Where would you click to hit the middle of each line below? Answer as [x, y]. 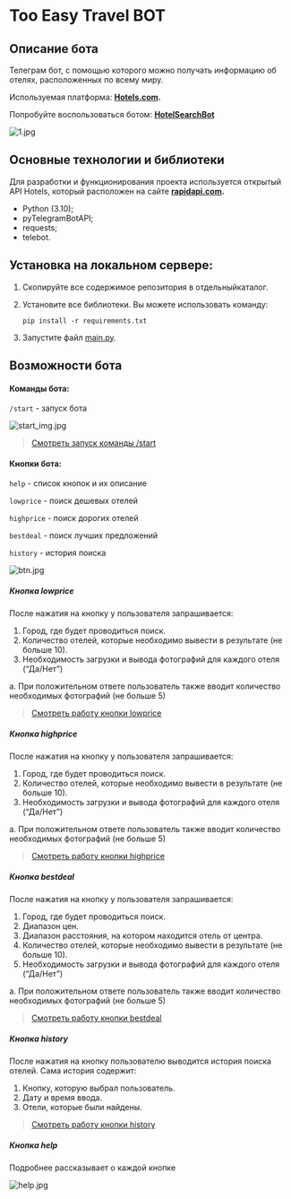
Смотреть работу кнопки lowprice [96, 713]
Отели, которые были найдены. [82, 1108]
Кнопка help [34, 1145]
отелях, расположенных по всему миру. [86, 80]
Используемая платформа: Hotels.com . [85, 97]
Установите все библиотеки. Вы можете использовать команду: [145, 304]
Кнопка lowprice [42, 591]
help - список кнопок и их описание [78, 483]
